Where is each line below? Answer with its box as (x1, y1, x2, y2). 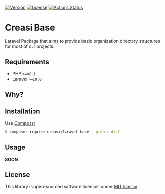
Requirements (5, 58, 49, 66)
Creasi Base (5, 22, 55, 33)
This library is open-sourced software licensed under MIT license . (5, 184, 139, 190)
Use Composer (5, 120, 36, 126)
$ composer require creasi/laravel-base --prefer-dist (5, 129, 120, 134)
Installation (5, 107, 40, 115)
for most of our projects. (5, 43, 55, 49)
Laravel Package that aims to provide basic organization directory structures (5, 38, 160, 44)
